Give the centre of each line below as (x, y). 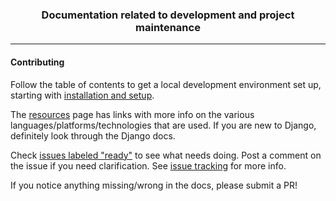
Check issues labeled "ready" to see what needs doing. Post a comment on (166, 155)
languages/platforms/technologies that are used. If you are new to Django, (163, 125)
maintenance (168, 27)
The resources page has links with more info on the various (132, 114)
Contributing (37, 62)
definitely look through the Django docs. (93, 135)
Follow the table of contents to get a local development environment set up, (166, 84)
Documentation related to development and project (168, 15)
